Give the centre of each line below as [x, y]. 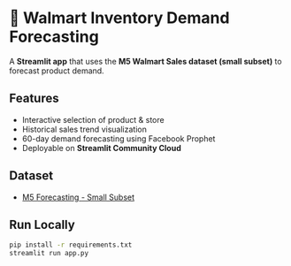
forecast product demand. [57, 71]
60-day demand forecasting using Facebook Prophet [119, 138]
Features [34, 99]
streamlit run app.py [49, 254]
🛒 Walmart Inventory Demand [119, 18]
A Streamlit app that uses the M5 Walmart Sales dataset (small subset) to [145, 61]
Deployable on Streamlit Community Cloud [101, 148]
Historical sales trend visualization [84, 129]
